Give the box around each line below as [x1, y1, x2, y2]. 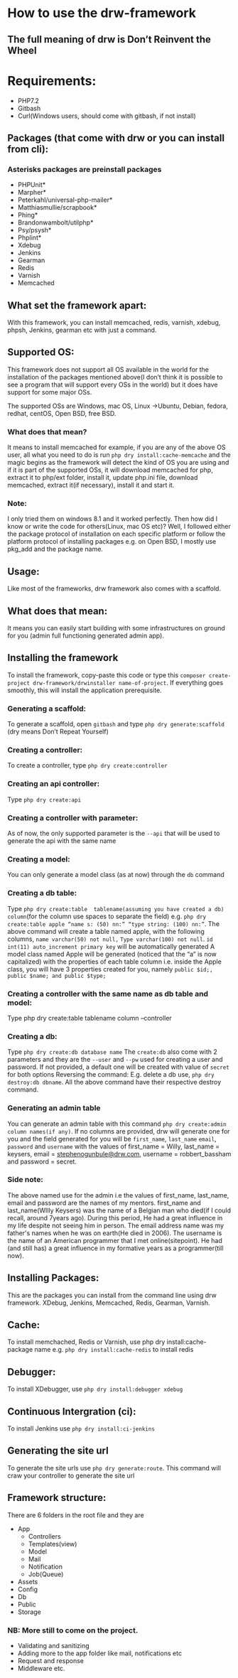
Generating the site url [7, 1445, 109, 1457]
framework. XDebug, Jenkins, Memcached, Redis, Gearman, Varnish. [7, 1298, 211, 1307]
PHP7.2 [17, 96, 39, 104]
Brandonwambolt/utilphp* [17, 218, 94, 227]
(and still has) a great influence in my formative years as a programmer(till [7, 1244, 224, 1252]
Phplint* [17, 233, 42, 242]
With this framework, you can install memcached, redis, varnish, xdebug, [7, 318, 221, 327]
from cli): [7, 143, 49, 155]
